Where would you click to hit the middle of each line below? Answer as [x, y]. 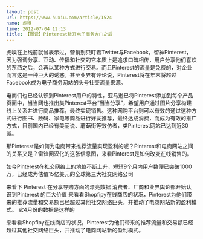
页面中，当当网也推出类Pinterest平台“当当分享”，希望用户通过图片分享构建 [99, 103]
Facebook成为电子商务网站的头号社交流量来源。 [66, 83]
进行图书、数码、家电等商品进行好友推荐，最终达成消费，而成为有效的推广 [104, 118]
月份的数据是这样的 [51, 210]
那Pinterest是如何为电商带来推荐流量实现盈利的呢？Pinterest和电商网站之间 [100, 146]
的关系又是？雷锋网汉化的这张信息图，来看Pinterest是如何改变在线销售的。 [99, 154]
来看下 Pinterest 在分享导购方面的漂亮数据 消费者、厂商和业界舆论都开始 [96, 187]
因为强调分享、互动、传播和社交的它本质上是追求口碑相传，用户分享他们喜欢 [101, 60]
